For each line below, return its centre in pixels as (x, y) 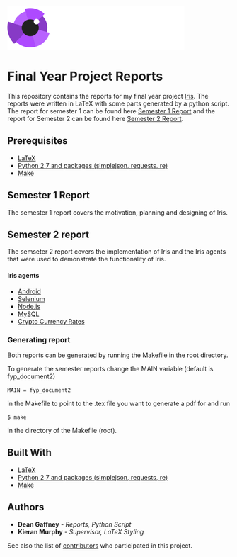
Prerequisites (37, 141)
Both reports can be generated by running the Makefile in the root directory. (118, 355)
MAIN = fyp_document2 (39, 390)
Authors (26, 507)
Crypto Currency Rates (51, 321)
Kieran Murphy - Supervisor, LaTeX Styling (81, 531)
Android (29, 291)
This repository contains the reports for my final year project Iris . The (108, 96)
